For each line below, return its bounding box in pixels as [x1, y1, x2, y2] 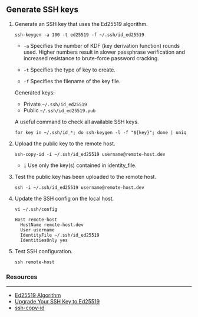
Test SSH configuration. [14, 247, 73, 254]
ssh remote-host [14, 259, 55, 265]
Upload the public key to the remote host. [14, 140, 116, 147]
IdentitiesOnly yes [20, 237, 68, 243]
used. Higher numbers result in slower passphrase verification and [23, 48, 186, 55]
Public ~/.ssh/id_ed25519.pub [23, 106, 96, 114]
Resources [6, 273, 38, 281]
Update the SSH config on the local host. [14, 195, 114, 202]
